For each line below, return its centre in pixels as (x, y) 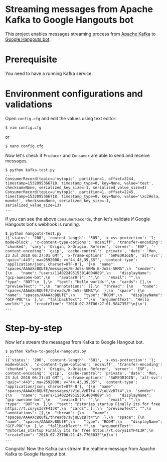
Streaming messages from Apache (79, 9)
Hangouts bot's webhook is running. (43, 224)
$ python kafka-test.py (30, 170)
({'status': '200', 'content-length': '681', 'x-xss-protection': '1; (80, 360)
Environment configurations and (74, 94)
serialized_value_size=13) (33, 205)
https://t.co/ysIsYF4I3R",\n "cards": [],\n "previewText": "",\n (78, 408)
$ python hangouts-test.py (33, 233)
